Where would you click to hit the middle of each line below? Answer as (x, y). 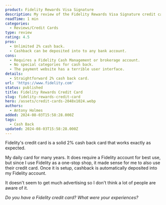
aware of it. (17, 188)
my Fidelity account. (26, 173)
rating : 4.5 (17, 37)
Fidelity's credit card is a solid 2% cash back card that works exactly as (78, 143)
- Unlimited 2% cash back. (37, 46)
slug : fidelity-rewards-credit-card (43, 97)
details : (14, 74)
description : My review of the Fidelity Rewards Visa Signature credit (80, 14)
